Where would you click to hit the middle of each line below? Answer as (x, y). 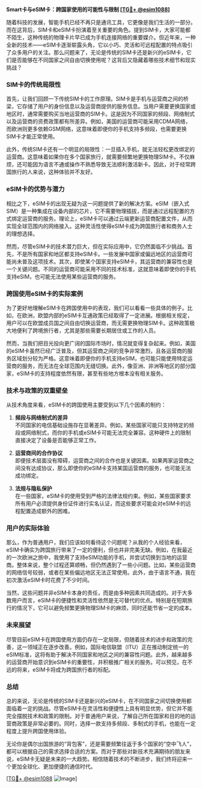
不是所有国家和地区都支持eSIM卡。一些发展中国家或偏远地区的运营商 (102, 254)
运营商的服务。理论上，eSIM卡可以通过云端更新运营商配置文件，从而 (107, 218)
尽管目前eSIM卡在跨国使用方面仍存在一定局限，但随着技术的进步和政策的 (97, 639)
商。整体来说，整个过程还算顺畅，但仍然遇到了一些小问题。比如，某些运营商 (101, 565)
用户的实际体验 (28, 528)
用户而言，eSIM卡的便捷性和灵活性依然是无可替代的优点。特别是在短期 (99, 600)
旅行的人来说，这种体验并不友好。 (54, 172)
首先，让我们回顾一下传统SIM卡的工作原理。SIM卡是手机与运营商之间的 (95, 99)
